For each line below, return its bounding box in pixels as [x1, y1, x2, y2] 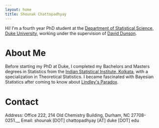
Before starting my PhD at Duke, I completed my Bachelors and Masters [5, 64, 150, 69]
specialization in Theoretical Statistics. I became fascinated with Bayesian [5, 74, 154, 80]
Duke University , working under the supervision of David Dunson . [5, 30, 137, 36]
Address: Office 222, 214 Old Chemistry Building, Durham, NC [5, 112, 130, 118]
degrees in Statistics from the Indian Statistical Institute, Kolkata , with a [5, 69, 148, 75]
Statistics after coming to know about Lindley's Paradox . [5, 79, 119, 85]
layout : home [5, 7, 32, 12]
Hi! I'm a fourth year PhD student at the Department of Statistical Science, [5, 25, 154, 31]
